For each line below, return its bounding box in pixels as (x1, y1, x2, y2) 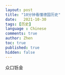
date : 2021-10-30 (5, 17, 47, 22)
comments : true (5, 31, 38, 36)
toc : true (5, 41, 26, 46)
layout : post (5, 7, 33, 13)
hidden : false (5, 50, 36, 55)
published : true (5, 45, 40, 50)
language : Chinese (5, 26, 47, 31)
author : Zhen (5, 36, 33, 41)
